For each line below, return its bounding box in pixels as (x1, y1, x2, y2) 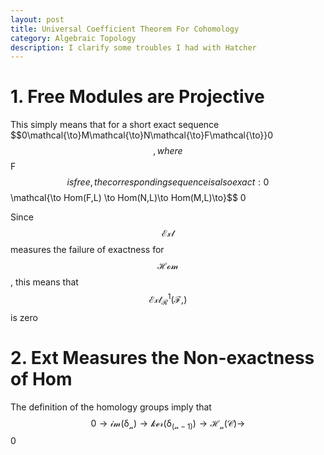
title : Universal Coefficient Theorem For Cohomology (10, 24, 240, 34)
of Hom (10, 367, 73, 390)
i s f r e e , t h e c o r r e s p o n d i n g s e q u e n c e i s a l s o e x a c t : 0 (66, 176, 270, 188)
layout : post (10, 14, 65, 25)
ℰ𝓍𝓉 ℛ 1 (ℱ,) (148, 292, 188, 308)
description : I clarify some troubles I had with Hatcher (10, 42, 257, 53)
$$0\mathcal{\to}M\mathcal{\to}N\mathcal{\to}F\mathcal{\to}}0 (10, 129, 274, 141)
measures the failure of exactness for (10, 244, 165, 256)
